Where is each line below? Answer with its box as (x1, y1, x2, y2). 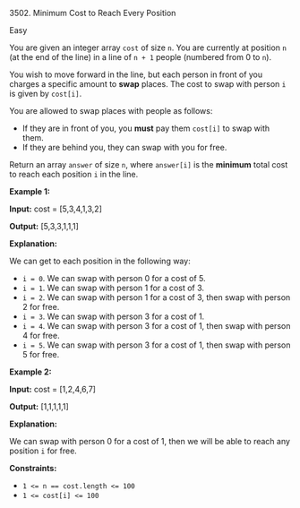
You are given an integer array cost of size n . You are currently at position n (9, 42, 287, 53)
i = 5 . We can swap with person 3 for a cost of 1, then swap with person (21, 340, 291, 350)
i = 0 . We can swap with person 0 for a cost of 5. (21, 273, 206, 283)
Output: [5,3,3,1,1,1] (9, 221, 79, 231)
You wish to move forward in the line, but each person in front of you (9, 69, 263, 80)
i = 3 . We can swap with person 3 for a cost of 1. (21, 311, 205, 322)
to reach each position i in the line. (9, 169, 139, 179)
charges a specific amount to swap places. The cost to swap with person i (9, 79, 287, 89)
